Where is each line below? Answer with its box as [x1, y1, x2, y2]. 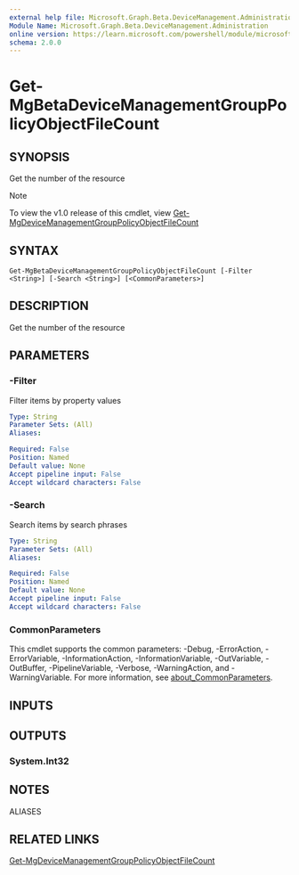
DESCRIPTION [9, 298, 89, 314]
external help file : [9, 12, 86, 22]
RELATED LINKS [9, 832, 100, 847]
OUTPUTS [9, 728, 67, 743]
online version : [9, 29, 69, 38]
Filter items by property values [9, 395, 122, 405]
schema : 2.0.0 [9, 37, 62, 47]
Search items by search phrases [9, 519, 127, 530]
